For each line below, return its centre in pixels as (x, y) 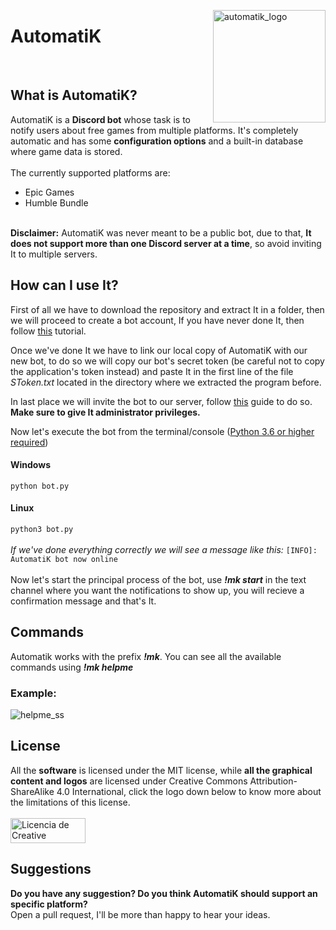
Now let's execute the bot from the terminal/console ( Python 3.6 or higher (162, 431)
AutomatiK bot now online (64, 559)
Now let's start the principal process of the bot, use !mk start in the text (158, 579)
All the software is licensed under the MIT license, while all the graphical (161, 770)
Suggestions (51, 869)
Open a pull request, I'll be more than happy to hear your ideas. (140, 914)
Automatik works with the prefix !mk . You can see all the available (146, 656)
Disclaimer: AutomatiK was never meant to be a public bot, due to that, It (161, 232)
